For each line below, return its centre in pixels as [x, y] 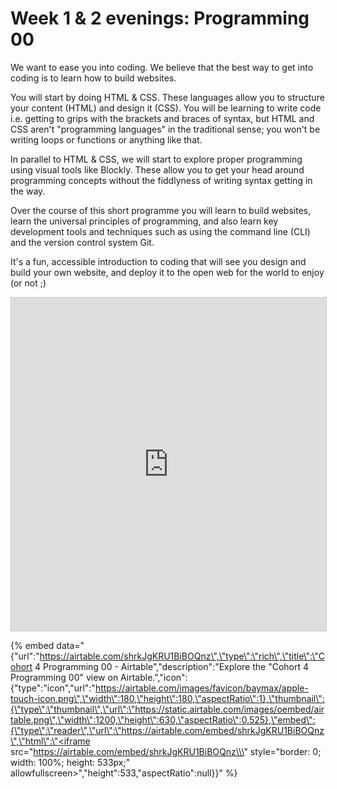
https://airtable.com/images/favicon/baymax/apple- [201, 688]
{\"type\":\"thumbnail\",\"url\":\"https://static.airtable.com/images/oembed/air [167, 709]
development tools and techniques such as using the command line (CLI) [160, 231]
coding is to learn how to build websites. [93, 78]
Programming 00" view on [64, 677]
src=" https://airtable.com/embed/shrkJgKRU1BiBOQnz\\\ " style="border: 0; [166, 751]
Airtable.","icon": [154, 677]
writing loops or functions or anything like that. [106, 139]
